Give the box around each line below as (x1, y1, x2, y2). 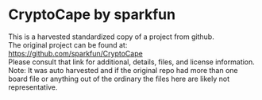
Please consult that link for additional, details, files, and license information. (8, 57, 256, 67)
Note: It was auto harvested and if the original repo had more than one (8, 65, 238, 75)
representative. (8, 82, 58, 92)
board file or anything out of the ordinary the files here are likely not (8, 74, 230, 83)
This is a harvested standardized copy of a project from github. (8, 32, 214, 41)
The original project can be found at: (8, 40, 128, 49)
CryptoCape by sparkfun (8, 6, 176, 24)
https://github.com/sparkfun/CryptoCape (8, 48, 143, 58)
